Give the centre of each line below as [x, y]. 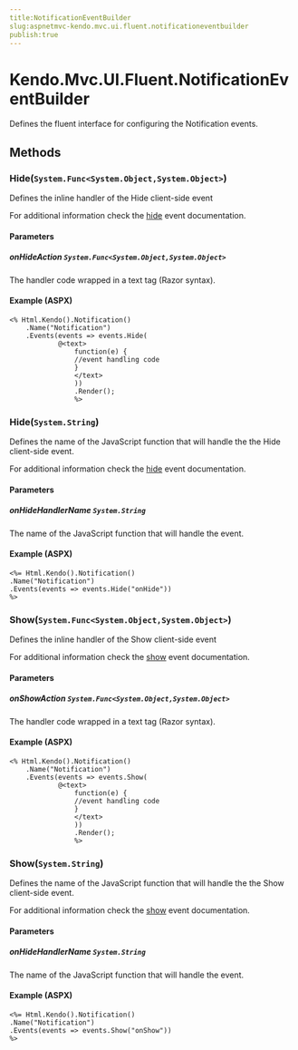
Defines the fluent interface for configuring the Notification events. [134, 124]
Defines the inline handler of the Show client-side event [113, 639]
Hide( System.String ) [54, 422]
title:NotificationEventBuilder [70, 18]
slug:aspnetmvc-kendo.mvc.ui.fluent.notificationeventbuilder [129, 26]
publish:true [34, 34]
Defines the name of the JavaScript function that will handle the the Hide [145, 442]
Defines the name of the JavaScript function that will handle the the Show [147, 883]
